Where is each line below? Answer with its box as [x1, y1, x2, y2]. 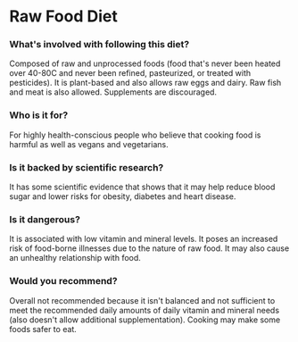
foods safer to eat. [9, 323, 78, 334]
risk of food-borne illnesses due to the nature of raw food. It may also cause [9, 243, 290, 254]
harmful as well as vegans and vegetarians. [9, 138, 169, 149]
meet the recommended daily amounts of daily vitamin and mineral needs [9, 304, 279, 315]
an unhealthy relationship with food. [9, 253, 141, 263]
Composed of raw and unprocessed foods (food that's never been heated [9, 58, 281, 69]
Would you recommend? [9, 275, 118, 288]
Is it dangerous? [9, 213, 80, 225]
